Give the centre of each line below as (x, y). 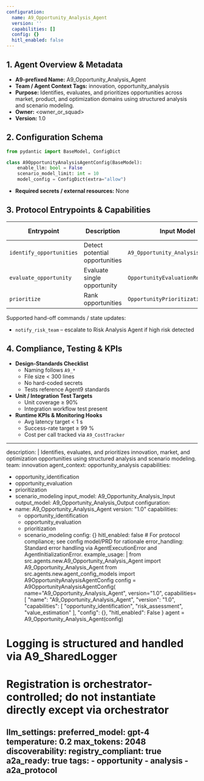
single (93, 277)
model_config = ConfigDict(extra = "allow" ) (72, 179)
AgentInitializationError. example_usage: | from (83, 554)
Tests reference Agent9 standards (67, 389)
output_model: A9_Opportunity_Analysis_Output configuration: (93, 502)
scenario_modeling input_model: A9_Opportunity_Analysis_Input (95, 496)
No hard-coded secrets (53, 383)
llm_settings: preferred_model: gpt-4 (78, 733)
